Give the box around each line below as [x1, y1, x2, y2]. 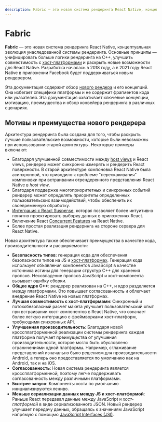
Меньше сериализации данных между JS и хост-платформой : [12, 391, 145, 397]
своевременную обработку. [12, 203, 70, 209]
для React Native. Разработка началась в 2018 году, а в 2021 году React [5, 64, 152, 70]
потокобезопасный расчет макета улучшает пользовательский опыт [12, 303, 154, 310]
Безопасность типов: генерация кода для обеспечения [12, 252, 128, 258]
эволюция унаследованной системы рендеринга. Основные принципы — [5, 49, 157, 55]
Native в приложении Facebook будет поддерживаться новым [5, 70, 133, 75]
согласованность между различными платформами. [12, 376, 121, 381]
